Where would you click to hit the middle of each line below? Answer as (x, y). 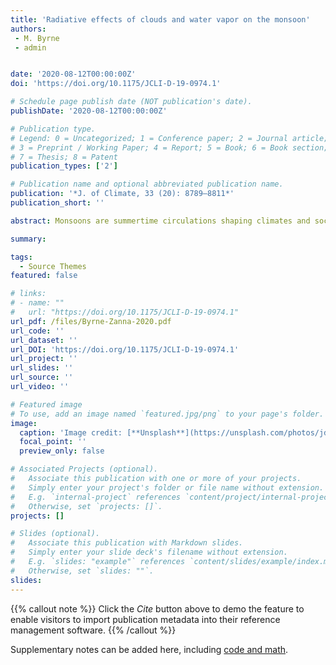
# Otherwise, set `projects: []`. (86, 506)
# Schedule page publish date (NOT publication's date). (131, 102)
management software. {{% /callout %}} (93, 630)
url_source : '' (42, 377)
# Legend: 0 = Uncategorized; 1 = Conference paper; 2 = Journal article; (169, 138)
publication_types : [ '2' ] (64, 166)
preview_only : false (62, 451)
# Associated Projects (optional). (84, 469)
